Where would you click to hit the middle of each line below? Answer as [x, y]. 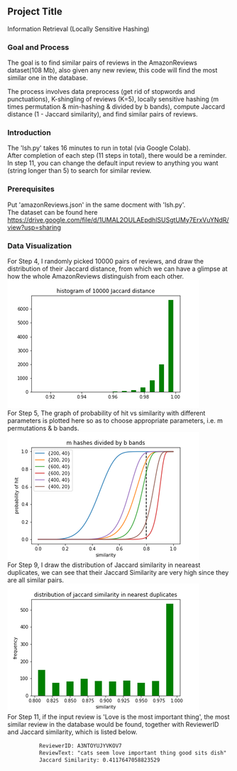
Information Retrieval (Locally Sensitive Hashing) [78, 28]
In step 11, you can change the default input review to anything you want [113, 163]
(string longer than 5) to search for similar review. [79, 171]
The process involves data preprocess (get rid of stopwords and [101, 92]
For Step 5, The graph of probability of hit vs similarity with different [106, 413]
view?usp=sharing [34, 227]
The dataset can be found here [53, 212]
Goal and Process [38, 47]
